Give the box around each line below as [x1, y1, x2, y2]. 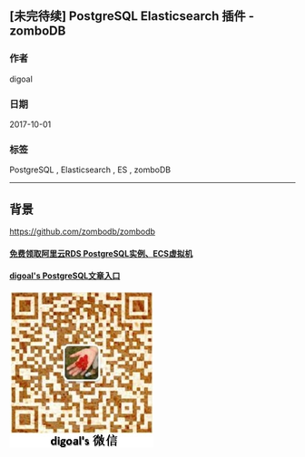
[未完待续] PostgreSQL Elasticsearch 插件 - [9, 8, 255, 24]
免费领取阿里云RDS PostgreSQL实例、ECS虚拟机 [9, 248, 193, 258]
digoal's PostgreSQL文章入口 [9, 270, 121, 281]
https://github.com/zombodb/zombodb [9, 226, 156, 238]
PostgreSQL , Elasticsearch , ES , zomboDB [9, 164, 171, 175]
